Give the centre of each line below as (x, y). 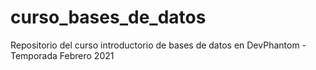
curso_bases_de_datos (108, 17)
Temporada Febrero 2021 (62, 55)
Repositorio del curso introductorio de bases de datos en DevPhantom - (158, 45)
